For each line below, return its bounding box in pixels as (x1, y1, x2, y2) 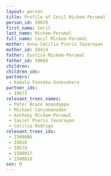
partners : (6, 74, 30, 80)
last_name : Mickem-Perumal (6, 31, 72, 36)
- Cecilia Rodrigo (8, 123, 54, 129)
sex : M (6, 161, 22, 167)
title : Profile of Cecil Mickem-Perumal (6, 14, 106, 20)
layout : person (6, 8, 43, 15)
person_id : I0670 (6, 19, 48, 25)
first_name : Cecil (6, 25, 51, 31)
